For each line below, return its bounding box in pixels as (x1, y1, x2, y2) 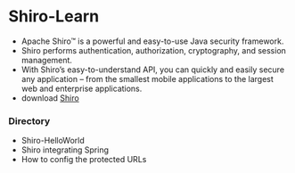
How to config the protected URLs (20, 154, 147, 165)
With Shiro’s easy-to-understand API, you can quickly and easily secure (20, 64, 285, 75)
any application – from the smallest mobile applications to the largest (20, 73, 274, 84)
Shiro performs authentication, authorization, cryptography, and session (20, 45, 287, 55)
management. (20, 54, 73, 65)
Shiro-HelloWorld (20, 136, 86, 146)
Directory (8, 114, 51, 127)
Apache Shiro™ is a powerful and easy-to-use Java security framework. (20, 36, 284, 46)
